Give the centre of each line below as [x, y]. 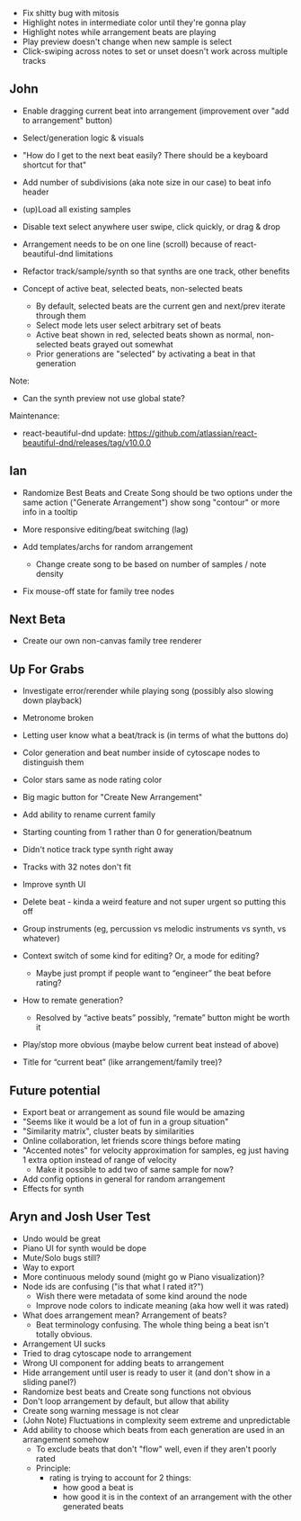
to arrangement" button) [67, 120]
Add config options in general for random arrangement [124, 1179]
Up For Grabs [47, 669]
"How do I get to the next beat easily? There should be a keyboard [145, 155]
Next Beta [37, 620]
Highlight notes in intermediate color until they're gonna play [134, 22]
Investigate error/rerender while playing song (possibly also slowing [148, 691]
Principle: [53, 1468]
